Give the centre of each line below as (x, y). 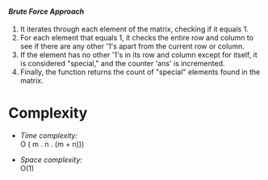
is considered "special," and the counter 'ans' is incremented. (122, 64)
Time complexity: (49, 136)
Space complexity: (51, 160)
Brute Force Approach (46, 11)
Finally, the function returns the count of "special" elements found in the (140, 72)
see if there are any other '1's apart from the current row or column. (132, 46)
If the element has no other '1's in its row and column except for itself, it (139, 55)
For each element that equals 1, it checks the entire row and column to (137, 38)
